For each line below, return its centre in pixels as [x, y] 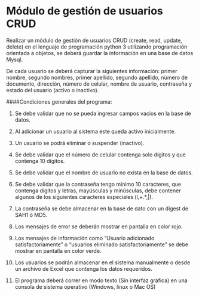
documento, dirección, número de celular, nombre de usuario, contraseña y [99, 84]
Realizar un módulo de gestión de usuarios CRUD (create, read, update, [94, 40]
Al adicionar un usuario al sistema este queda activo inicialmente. [95, 131]
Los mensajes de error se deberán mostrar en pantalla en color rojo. [99, 226]
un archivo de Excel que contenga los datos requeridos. [83, 268]
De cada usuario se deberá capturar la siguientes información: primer [92, 71]
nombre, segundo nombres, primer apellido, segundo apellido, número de [97, 77]
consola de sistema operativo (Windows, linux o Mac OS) [85, 286]
